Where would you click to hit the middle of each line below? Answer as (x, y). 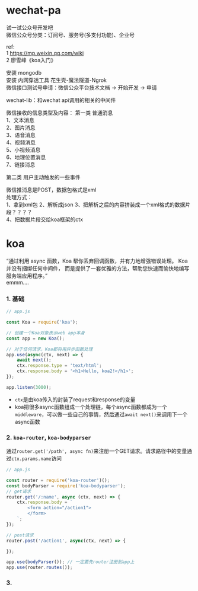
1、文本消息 (20, 120)
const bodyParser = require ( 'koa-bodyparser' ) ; (66, 486)
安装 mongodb (24, 72)
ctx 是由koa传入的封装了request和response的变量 (75, 399)
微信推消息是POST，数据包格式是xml (51, 190)
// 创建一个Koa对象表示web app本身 (45, 333)
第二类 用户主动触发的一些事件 (43, 177)
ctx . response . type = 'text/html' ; (59, 366)
